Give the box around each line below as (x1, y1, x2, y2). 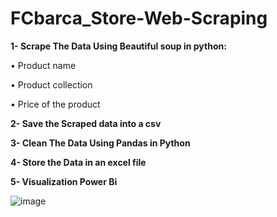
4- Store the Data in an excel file (10, 156, 147, 168)
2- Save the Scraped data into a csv (10, 117, 162, 129)
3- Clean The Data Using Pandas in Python (10, 137, 191, 149)
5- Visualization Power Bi (10, 175, 118, 187)
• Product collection (10, 78, 93, 91)
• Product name (10, 59, 77, 71)
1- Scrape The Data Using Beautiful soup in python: (10, 40, 227, 52)
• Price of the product (10, 98, 101, 110)
